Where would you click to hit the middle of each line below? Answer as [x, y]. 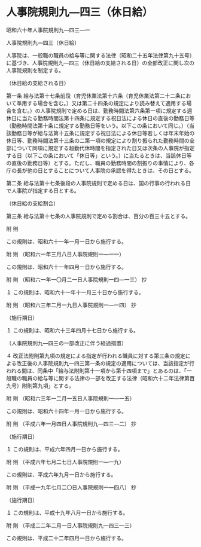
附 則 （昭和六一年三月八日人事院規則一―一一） [65, 254]
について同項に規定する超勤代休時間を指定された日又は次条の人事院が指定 [103, 148]
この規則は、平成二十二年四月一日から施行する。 [66, 538]
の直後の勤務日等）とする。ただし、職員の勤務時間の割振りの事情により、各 [100, 163]
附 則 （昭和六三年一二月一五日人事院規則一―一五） [71, 398]
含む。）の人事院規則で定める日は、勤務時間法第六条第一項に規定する [102, 111]
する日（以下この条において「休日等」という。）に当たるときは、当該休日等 [99, 155]
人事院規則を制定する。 [35, 70]
